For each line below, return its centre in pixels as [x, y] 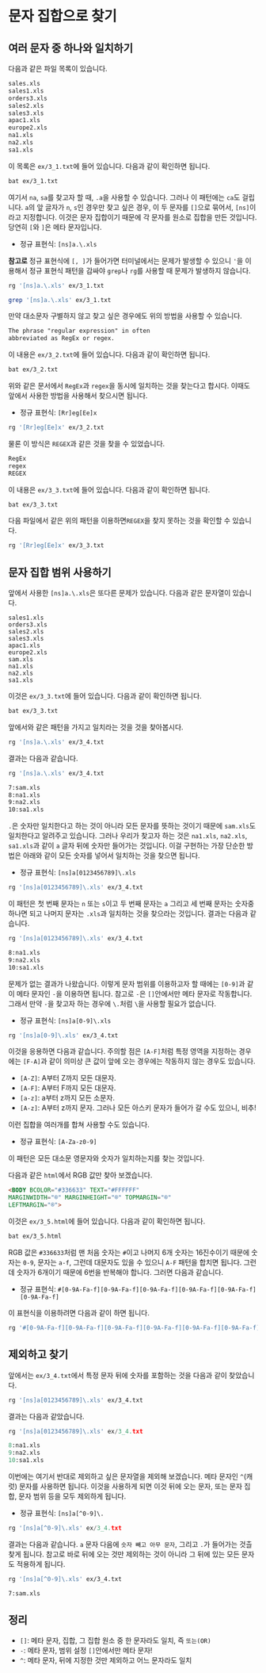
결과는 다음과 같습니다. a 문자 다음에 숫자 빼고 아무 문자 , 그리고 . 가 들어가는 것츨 [130, 1544]
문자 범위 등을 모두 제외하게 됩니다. [72, 1496]
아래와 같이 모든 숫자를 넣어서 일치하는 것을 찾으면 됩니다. [111, 856]
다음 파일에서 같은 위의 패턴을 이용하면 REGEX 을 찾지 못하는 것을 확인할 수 [120, 521]
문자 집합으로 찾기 [63, 16]
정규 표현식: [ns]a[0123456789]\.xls [78, 872]
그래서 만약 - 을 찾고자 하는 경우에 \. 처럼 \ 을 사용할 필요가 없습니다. [112, 1003]
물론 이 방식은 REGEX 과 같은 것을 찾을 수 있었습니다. [87, 443]
